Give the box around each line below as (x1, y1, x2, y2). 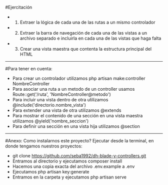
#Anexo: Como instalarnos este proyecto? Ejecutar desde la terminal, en (5, 138, 154, 143)
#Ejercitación (5, 5, 32, 10)
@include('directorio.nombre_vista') (12, 102, 86, 108)
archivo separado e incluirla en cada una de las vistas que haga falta (19, 35, 161, 41)
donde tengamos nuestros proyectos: (5, 143, 82, 149)
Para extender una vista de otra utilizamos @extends (12, 107, 121, 113)
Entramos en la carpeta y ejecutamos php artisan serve (12, 174, 126, 180)
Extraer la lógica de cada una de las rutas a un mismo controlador (19, 20, 156, 25)
